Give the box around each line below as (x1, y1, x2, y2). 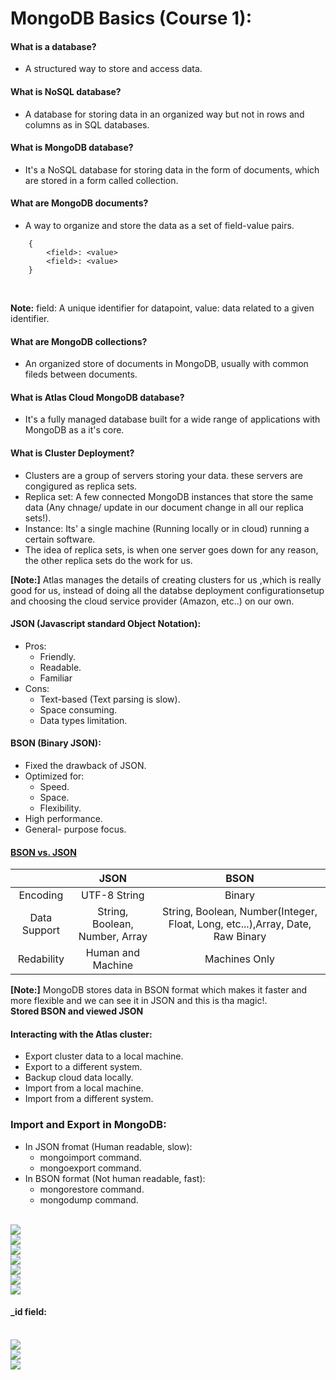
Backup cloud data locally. (24, 1072, 134, 1084)
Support (21, 923, 61, 937)
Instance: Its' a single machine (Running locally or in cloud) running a (24, 522, 310, 534)
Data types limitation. (39, 714, 128, 726)
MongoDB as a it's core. (24, 424, 125, 436)
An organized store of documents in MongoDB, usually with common (24, 358, 309, 370)
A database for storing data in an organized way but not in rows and (24, 108, 305, 120)
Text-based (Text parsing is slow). (39, 693, 181, 705)
